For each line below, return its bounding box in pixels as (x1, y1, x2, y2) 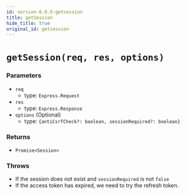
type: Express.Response (24, 104, 83, 112)
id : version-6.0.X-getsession (6, 9, 83, 15)
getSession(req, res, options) (6, 52, 165, 64)
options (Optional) (15, 111, 61, 118)
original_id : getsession (6, 26, 69, 32)
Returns (6, 132, 30, 141)
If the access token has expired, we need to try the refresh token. (15, 182, 179, 189)
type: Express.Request (24, 92, 80, 99)
